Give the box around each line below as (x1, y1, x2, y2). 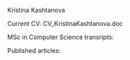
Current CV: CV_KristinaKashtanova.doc (7, 20, 123, 27)
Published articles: (7, 47, 61, 54)
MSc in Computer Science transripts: (7, 33, 115, 41)
